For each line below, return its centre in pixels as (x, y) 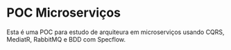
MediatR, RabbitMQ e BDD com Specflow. (66, 39)
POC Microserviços (64, 13)
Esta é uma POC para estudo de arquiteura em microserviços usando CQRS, (115, 32)
